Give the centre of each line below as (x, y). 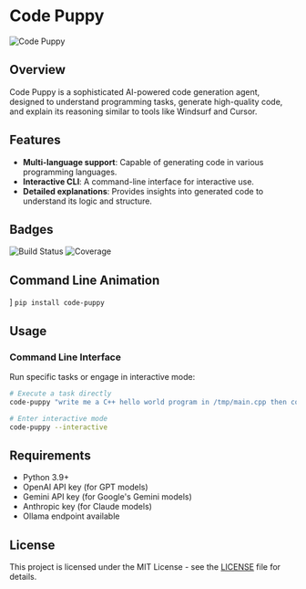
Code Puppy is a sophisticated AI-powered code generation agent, (135, 91)
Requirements (50, 455)
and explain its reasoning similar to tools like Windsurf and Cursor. (133, 111)
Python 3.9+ (46, 478)
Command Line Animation (85, 280)
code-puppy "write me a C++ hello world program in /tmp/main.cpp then (148, 402)
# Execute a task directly (61, 394)
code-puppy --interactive (58, 427)
